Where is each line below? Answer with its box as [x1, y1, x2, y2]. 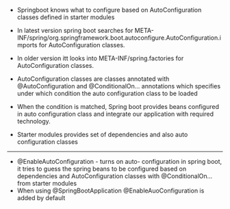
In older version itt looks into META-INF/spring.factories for [16, 54, 184, 62]
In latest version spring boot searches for [16, 27, 133, 34]
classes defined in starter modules [16, 13, 115, 21]
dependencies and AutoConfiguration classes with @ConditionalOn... [16, 172, 213, 180]
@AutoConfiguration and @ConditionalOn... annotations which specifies [16, 82, 221, 90]
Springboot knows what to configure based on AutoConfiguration [16, 6, 202, 14]
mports [16, 41, 38, 49]
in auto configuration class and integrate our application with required [16, 110, 214, 118]
